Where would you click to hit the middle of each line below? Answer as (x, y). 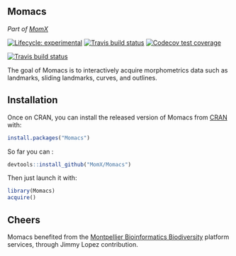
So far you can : (30, 151)
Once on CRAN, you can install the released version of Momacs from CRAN (118, 117)
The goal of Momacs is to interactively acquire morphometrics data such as (118, 70)
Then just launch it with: (42, 178)
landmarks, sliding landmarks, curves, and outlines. (82, 78)
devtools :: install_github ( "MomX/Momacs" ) (69, 164)
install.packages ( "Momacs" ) (49, 138)
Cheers (24, 220)
